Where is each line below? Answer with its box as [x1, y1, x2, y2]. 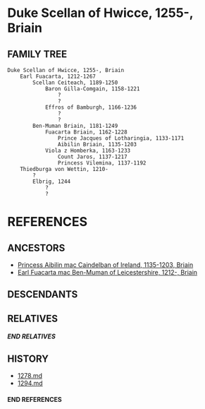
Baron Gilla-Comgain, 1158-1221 [44, 85, 140, 93]
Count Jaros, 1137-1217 [57, 153, 128, 160]
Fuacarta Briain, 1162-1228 [44, 129, 128, 136]
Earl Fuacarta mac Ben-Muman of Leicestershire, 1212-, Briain [17, 268, 198, 276]
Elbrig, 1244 [32, 178, 71, 185]
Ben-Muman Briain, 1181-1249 [32, 122, 118, 129]
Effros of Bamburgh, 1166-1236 [44, 104, 137, 111]
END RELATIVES [7, 332, 56, 340]
